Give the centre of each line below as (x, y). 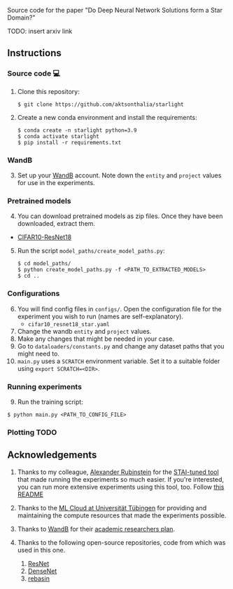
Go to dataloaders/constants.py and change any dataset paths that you (121, 346)
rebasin (39, 578)
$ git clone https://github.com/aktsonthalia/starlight (100, 104)
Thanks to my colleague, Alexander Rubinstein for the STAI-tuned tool (118, 472)
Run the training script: (50, 402)
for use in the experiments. (56, 182)
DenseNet (42, 571)
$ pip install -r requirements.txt (69, 142)
